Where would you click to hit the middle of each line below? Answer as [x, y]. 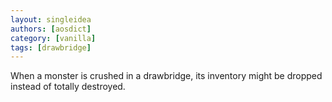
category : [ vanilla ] [53, 38]
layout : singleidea [51, 19]
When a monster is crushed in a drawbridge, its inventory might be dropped [166, 76]
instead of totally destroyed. [68, 87]
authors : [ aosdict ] [51, 29]
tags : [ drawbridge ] [51, 47]
